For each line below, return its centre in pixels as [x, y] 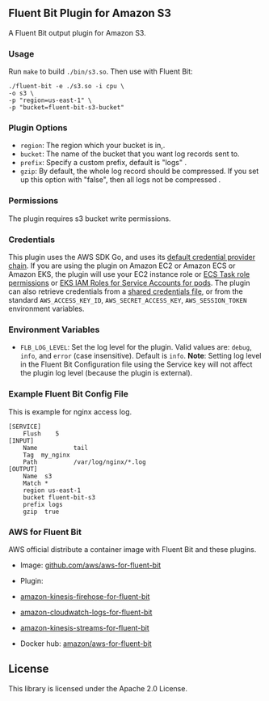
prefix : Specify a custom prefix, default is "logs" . [103, 163]
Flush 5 [41, 433]
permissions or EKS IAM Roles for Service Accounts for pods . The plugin [129, 283]
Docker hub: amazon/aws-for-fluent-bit [86, 644]
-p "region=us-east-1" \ [50, 100]
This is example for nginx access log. [70, 411]
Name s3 [38, 476]
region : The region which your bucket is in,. [92, 146]
